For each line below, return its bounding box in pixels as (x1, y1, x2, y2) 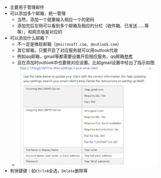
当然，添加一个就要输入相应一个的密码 (17, 17, 94, 22)
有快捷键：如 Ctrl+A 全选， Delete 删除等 (9, 168, 88, 174)
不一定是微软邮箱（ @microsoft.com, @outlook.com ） (17, 41, 122, 47)
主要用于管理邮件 (9, 4, 45, 10)
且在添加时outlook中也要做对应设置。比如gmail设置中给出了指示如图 (17, 59, 155, 65)
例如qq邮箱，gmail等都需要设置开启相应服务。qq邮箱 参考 (17, 54, 133, 59)
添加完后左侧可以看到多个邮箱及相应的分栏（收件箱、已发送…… (17, 23, 145, 29)
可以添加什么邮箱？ (9, 35, 49, 41)
